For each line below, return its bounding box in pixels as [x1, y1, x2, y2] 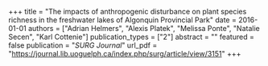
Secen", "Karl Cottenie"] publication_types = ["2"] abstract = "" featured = [8, 32, 255, 41]
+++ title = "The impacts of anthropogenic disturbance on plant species [8, 7, 247, 16]
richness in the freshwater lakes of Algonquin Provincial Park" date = [8, 15, 237, 25]
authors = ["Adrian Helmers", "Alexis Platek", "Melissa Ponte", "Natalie [27, 24, 260, 33]
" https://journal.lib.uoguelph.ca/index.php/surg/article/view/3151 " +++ [8, 49, 241, 58]
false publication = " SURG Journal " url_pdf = [8, 41, 158, 50]
